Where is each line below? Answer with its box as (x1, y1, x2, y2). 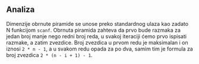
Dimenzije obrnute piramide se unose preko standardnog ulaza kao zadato (6, 20, 189, 27)
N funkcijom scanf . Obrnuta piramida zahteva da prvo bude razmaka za (6, 26, 181, 33)
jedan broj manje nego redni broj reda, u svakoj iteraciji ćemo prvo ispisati (6, 32, 187, 40)
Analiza (6, 5, 35, 15)
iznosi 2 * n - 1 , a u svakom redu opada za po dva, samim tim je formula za (6, 45, 193, 52)
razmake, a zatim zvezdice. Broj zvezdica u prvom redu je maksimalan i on (6, 39, 188, 46)
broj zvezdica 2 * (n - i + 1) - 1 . (6, 51, 93, 58)
